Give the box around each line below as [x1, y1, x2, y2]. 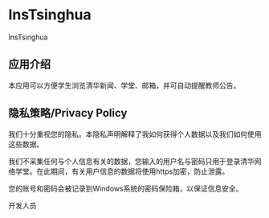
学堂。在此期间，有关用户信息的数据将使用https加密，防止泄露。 [14, 167, 230, 176]
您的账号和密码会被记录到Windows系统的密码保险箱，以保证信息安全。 [8, 183, 243, 193]
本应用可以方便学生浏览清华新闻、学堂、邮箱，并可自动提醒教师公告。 [8, 80, 241, 90]
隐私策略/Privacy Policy [8, 106, 128, 120]
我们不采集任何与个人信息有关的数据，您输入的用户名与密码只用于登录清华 [8, 156, 255, 166]
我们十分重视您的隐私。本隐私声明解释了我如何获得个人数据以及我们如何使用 [8, 129, 262, 138]
